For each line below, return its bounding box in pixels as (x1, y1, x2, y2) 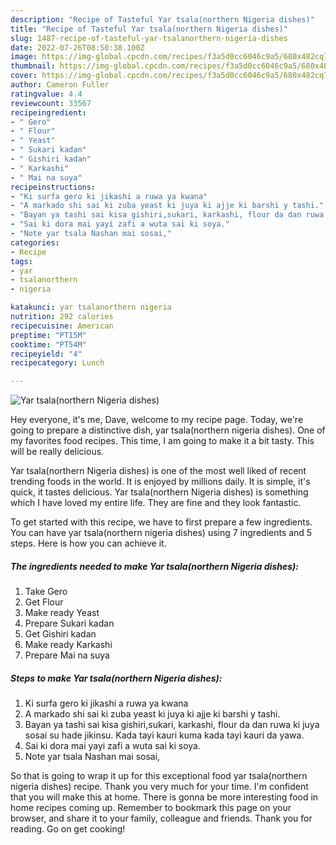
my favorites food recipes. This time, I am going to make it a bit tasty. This (10, 435, 315, 447)
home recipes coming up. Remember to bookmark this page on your (10, 802, 292, 814)
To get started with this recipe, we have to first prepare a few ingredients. (10, 516, 313, 528)
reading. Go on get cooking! (10, 823, 126, 835)
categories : (10, 237, 60, 248)
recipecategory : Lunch (10, 358, 105, 368)
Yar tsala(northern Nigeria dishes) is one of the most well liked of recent (10, 465, 307, 477)
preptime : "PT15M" (10, 330, 87, 340)
